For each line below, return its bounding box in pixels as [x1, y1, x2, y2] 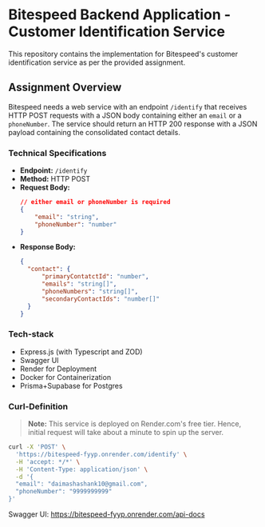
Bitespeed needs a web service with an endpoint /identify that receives [8, 102, 247, 111]
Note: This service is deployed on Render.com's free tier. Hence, [27, 419, 242, 429]
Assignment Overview [8, 81, 122, 94]
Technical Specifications [8, 147, 107, 158]
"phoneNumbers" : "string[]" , [41, 287, 139, 295]
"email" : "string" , [34, 213, 100, 221]
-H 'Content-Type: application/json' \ [15, 465, 148, 473]
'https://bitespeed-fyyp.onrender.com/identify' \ [15, 450, 188, 458]
